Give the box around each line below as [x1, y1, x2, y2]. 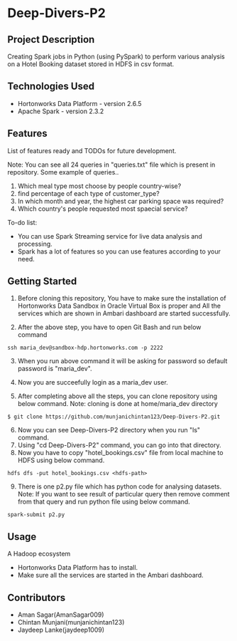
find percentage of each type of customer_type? [17, 189, 160, 197]
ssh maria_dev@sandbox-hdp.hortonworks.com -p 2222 [7, 344, 163, 352]
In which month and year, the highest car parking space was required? [17, 197, 224, 205]
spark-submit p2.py [7, 511, 65, 518]
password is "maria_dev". [17, 365, 92, 373]
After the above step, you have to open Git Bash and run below [17, 323, 202, 332]
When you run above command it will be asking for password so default [17, 357, 228, 365]
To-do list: [7, 218, 38, 226]
